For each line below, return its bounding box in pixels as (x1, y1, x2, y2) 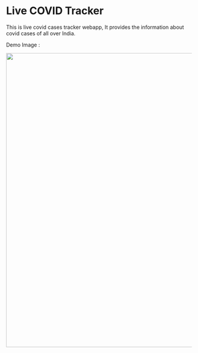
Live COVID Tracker (6, 4, 104, 18)
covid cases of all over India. (6, 29, 75, 36)
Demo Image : (6, 41, 40, 48)
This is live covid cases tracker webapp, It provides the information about (6, 24, 184, 31)
